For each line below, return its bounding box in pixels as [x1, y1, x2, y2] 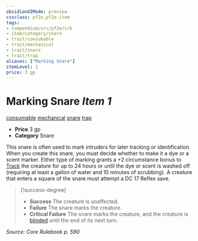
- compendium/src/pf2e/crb [6, 25, 73, 31]
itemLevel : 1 [6, 63, 38, 70]
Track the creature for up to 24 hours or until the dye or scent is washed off [6, 162, 190, 169]
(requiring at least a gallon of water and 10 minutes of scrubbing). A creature [6, 169, 193, 176]
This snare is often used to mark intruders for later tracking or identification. [6, 143, 191, 151]
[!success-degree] [20, 187, 66, 194]
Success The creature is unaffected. [29, 198, 119, 205]
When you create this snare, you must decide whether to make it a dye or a [6, 150, 189, 157]
